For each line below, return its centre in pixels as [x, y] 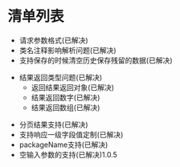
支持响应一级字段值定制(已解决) [71, 134]
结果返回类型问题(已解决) [61, 77]
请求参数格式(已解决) [54, 40]
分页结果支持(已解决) [54, 124]
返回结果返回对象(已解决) [72, 87]
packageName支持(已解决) [63, 145]
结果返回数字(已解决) [65, 97]
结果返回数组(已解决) [65, 107]
